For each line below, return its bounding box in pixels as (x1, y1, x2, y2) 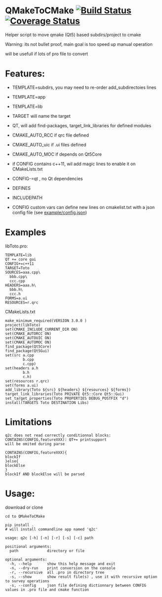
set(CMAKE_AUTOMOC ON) (5, 340, 52, 345)
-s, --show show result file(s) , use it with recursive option (9, 574, 158, 579)
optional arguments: (5, 557, 48, 562)
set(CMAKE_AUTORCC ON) (5, 331, 52, 336)
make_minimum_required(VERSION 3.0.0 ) (5, 318, 87, 323)
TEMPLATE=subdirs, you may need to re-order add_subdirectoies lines (12, 84, 157, 90)
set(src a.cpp (5, 352, 34, 357)
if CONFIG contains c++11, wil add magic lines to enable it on (12, 161, 136, 167)
